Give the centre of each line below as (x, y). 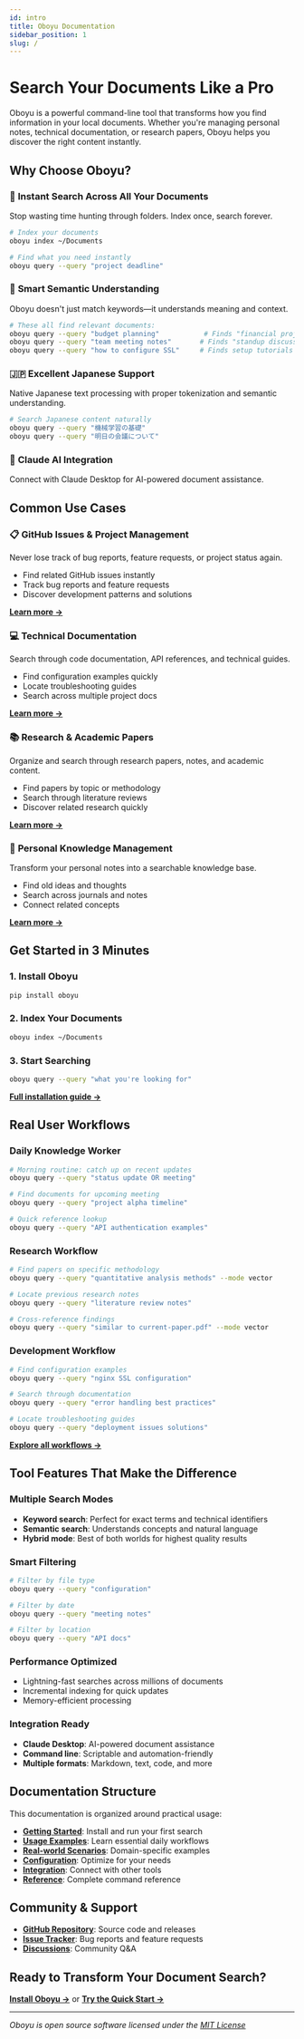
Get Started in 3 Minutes (80, 951)
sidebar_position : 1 (48, 34)
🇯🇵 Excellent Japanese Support (82, 374)
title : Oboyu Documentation (62, 26)
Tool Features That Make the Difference (123, 1474)
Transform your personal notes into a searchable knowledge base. (133, 867)
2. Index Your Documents (66, 1019)
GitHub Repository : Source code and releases (109, 1929)
